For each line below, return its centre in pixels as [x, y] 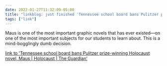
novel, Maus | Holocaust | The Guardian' [46, 59]
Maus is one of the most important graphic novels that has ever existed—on [83, 33]
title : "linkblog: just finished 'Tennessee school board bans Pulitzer [82, 14]
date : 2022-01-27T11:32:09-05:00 [40, 10]
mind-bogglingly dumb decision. [39, 44]
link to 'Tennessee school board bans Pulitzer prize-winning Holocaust [78, 53]
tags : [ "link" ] [21, 19]
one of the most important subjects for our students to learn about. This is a [83, 38]
